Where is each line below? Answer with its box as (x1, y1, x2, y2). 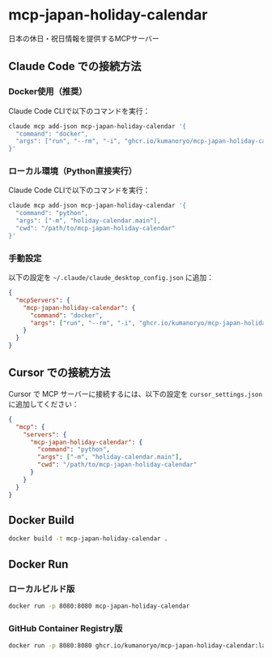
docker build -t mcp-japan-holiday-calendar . (8, 535, 168, 543)
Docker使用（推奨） (8, 86, 87, 97)
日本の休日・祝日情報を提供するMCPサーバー (8, 33, 159, 43)
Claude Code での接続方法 (8, 59, 142, 74)
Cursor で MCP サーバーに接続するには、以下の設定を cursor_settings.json (8, 389, 263, 398)
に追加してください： (8, 399, 79, 409)
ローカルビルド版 (8, 583, 75, 594)
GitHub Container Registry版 (8, 622, 123, 634)
